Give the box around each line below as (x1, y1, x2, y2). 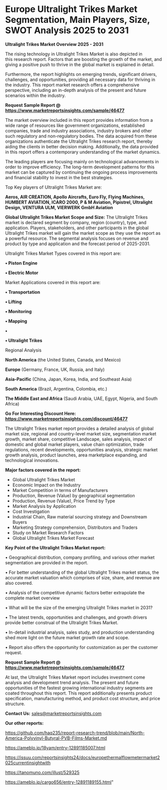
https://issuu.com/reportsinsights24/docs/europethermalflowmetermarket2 (5, 754, 161, 760)
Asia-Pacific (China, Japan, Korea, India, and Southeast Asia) (5, 376, 132, 382)
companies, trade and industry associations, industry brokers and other (5, 127, 152, 133)
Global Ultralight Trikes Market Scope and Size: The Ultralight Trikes (5, 214, 148, 220)
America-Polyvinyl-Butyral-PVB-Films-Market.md (5, 735, 107, 741)
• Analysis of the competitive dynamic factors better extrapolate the (5, 589, 145, 595)
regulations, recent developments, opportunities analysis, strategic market (5, 446, 158, 452)
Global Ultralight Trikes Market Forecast (12, 535, 95, 541)
